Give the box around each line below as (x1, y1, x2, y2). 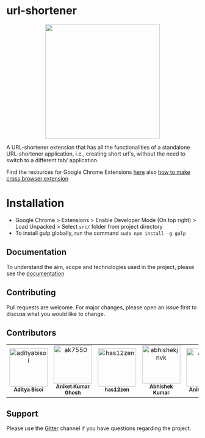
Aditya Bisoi (13, 386, 44, 393)
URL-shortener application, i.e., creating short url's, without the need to (6, 150, 186, 157)
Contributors (6, 328, 57, 338)
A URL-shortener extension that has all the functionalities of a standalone (6, 143, 190, 151)
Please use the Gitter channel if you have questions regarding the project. (6, 425, 192, 432)
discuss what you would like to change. (6, 310, 106, 317)
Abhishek (149, 383, 173, 390)
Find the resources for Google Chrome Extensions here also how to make (6, 168, 190, 176)
